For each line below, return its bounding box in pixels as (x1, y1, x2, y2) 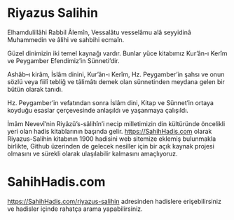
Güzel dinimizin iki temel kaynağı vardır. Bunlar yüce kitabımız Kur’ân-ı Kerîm (7, 49, 228, 57)
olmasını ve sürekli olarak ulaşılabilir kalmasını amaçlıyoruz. (7, 149, 178, 158)
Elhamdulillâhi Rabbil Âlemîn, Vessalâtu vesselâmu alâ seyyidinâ (7, 28, 191, 36)
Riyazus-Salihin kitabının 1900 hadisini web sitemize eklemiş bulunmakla (7, 135, 216, 143)
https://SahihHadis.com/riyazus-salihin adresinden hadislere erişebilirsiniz (7, 197, 222, 205)
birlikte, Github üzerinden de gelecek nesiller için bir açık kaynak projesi (7, 142, 215, 150)
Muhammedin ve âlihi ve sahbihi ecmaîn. (7, 35, 125, 43)
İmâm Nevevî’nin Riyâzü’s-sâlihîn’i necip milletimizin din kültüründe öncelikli (7, 119, 226, 128)
